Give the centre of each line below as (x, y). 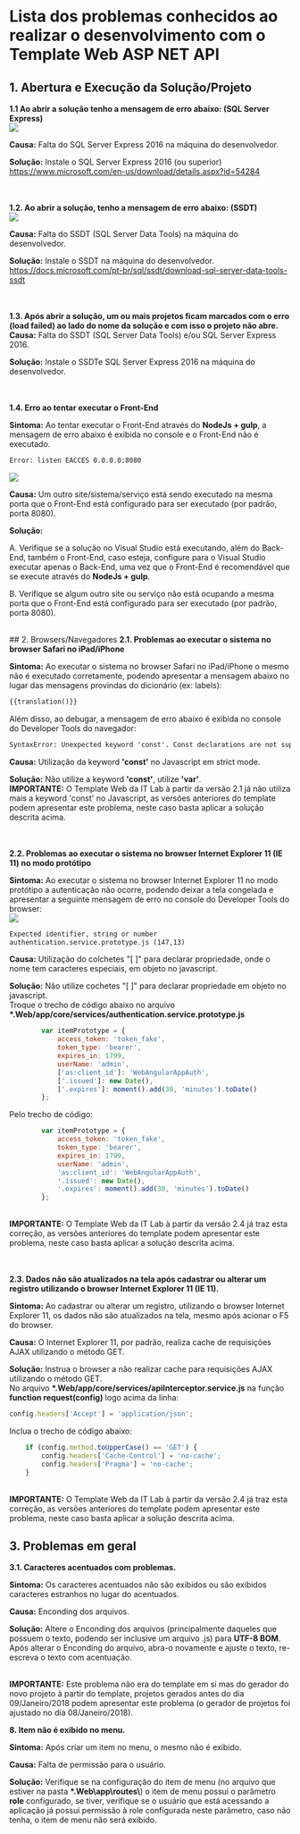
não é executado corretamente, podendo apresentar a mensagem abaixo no (150, 676)
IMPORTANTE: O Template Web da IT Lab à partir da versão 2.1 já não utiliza (150, 788)
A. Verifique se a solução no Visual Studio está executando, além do (135, 548)
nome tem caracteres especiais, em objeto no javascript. (113, 969)
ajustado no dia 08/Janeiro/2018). (71, 1712)
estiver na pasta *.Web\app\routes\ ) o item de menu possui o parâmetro (143, 1792)
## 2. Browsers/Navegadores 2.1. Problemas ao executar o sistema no (140, 639)
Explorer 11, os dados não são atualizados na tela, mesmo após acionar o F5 (149, 1316)
